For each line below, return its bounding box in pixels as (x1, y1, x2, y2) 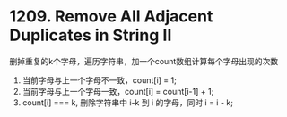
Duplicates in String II (9, 25, 172, 46)
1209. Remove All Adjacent (9, 6, 213, 27)
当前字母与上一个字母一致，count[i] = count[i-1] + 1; (22, 86, 214, 96)
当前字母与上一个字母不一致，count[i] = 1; (22, 74, 177, 86)
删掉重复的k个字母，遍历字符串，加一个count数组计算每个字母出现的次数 (9, 55, 279, 66)
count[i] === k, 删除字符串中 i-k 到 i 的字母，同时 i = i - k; (22, 96, 233, 108)
